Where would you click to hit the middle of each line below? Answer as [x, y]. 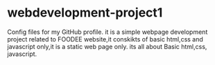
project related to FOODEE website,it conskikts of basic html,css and [105, 39]
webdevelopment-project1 [85, 13]
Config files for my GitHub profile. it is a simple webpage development [108, 32]
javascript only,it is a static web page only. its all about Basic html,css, [107, 46]
